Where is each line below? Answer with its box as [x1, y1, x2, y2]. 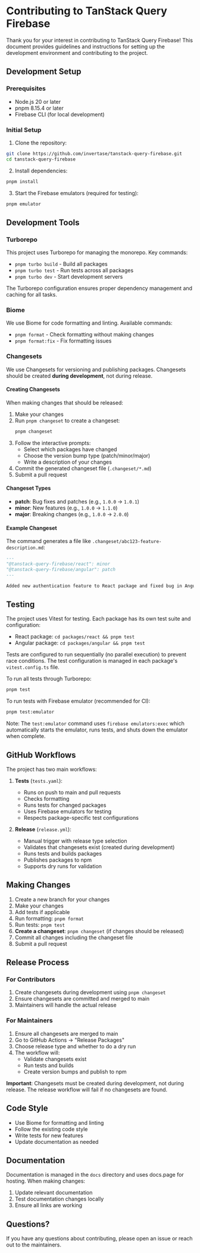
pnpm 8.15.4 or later [14, 104, 64, 112]
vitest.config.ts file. [6, 663, 60, 671]
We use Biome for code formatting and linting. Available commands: [6, 319, 173, 326]
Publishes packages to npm [23, 856, 92, 863]
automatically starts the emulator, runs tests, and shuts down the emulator [6, 726, 188, 733]
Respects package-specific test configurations [23, 814, 139, 821]
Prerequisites [6, 85, 46, 93]
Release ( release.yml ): [14, 825, 71, 833]
